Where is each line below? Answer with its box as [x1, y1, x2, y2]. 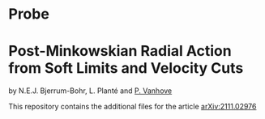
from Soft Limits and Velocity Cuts [8, 59, 244, 78]
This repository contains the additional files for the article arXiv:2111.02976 [8, 102, 257, 112]
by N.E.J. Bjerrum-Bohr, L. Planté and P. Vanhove [8, 86, 173, 96]
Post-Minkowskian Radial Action [8, 42, 233, 61]
